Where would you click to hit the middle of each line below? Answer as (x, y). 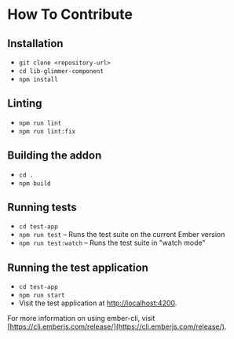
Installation (35, 44)
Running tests (42, 208)
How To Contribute (70, 15)
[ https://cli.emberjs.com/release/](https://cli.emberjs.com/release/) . (117, 326)
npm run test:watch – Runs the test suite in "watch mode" (112, 243)
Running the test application (78, 267)
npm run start (42, 296)
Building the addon (55, 156)
